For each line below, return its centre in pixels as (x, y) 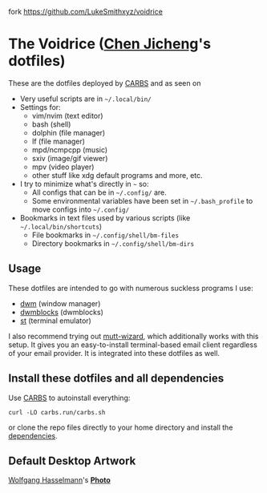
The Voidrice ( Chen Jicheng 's (110, 44)
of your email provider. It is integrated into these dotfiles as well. (114, 353)
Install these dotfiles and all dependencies (116, 379)
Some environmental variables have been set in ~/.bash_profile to (142, 200)
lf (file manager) (59, 141)
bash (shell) (51, 124)
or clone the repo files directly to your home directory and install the (121, 427)
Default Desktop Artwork (72, 461)
